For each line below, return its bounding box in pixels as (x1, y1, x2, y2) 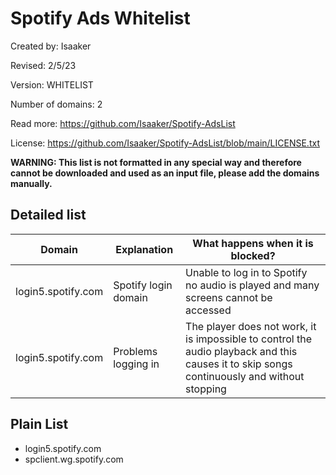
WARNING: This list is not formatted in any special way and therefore (10, 156, 302, 168)
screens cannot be (185, 290, 273, 304)
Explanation (115, 242, 174, 256)
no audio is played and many (185, 278, 320, 292)
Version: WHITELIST (10, 78, 94, 91)
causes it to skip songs (185, 357, 293, 371)
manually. (10, 177, 53, 189)
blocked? (230, 248, 276, 262)
